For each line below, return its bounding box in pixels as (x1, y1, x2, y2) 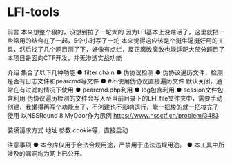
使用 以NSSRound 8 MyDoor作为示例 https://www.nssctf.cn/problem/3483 (7, 111, 220, 119)
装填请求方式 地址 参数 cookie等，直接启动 (7, 125, 128, 134)
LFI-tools (7, 4, 60, 20)
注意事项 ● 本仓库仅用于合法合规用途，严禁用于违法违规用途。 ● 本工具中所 (7, 141, 225, 149)
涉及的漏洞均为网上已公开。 (7, 149, 86, 157)
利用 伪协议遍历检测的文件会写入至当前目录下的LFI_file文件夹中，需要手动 (12, 94, 223, 102)
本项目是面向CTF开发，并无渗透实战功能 (7, 53, 122, 62)
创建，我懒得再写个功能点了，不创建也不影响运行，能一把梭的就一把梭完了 (7, 103, 219, 111)
